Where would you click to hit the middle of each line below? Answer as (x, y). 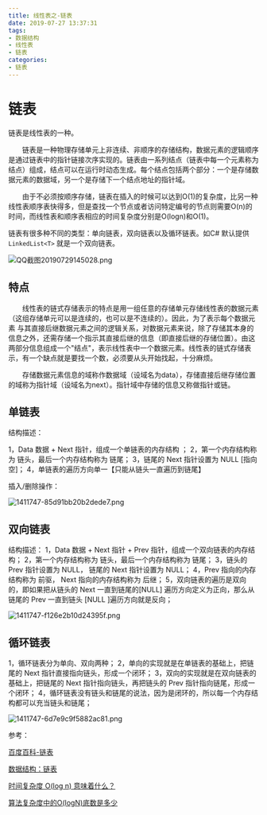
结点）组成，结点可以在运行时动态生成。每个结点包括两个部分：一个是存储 (130, 169)
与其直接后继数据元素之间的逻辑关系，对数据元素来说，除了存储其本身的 (135, 328)
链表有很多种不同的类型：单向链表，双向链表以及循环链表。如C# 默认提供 (129, 233)
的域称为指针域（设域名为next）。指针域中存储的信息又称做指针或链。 (122, 384)
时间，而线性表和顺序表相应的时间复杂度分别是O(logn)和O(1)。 (111, 216)
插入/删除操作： (34, 487)
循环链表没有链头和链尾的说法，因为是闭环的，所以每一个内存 (150, 693)
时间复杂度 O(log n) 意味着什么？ (62, 786)
